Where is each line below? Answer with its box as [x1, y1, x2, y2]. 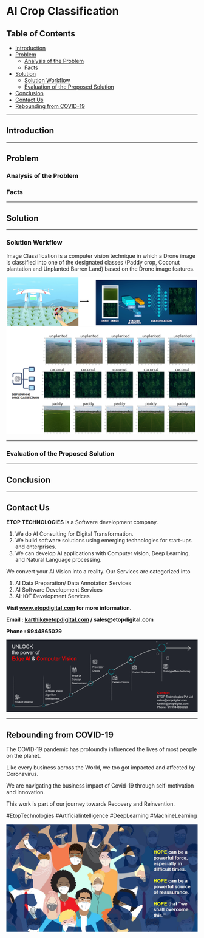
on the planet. [6, 752, 41, 760]
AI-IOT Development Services [15, 592, 90, 599]
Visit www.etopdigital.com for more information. [6, 604, 132, 611]
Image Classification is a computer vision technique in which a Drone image [6, 252, 196, 259]
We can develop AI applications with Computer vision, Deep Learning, [15, 549, 190, 556]
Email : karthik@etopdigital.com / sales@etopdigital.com [6, 616, 154, 623]
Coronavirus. [6, 771, 39, 778]
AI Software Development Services [15, 585, 103, 593]
